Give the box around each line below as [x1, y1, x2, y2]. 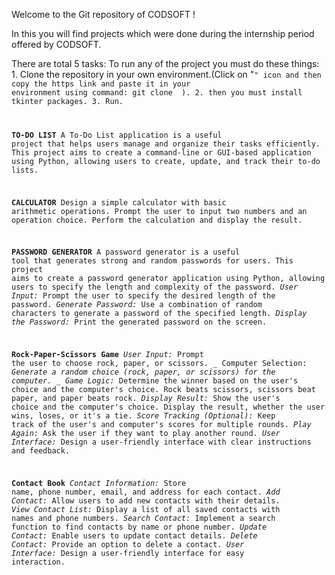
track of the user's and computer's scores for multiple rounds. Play [11, 420, 312, 430]
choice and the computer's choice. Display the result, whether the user [11, 402, 326, 413]
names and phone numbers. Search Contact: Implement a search [11, 514, 276, 524]
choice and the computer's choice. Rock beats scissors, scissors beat [11, 385, 316, 395]
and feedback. [11, 446, 71, 456]
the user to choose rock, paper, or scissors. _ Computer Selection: [11, 359, 308, 369]
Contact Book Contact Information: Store [11, 479, 187, 489]
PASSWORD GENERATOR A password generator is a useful [11, 247, 241, 258]
